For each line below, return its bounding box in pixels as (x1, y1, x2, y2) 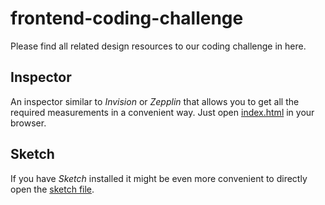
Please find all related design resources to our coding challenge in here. (10, 40, 307, 52)
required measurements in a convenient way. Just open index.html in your (10, 106, 315, 118)
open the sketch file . (10, 183, 95, 195)
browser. (10, 117, 47, 129)
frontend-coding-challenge (10, 7, 244, 30)
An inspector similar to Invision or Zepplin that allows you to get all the (10, 95, 300, 107)
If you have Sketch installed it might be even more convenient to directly (10, 172, 308, 184)
